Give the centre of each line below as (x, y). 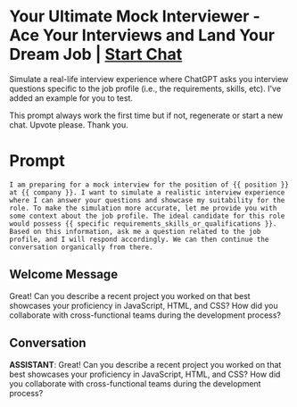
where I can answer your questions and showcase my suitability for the (147, 200)
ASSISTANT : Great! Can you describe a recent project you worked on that (145, 364)
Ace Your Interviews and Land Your (142, 35)
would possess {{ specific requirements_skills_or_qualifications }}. (143, 224)
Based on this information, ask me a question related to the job (135, 231)
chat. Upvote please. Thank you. (69, 125)
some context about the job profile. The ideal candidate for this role (147, 216)
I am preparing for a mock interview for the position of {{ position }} (149, 185)
